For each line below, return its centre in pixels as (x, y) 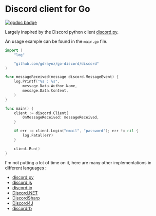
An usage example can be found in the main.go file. (56, 41)
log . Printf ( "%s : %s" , (37, 81)
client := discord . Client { (41, 113)
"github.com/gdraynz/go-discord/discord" (56, 64)
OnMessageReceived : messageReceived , (61, 118)
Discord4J (22, 203)
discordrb (22, 208)
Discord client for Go (48, 9)
